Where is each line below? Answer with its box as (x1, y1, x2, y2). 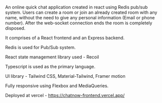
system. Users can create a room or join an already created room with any (5, 9, 158, 15)
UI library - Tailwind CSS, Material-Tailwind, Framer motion (5, 73, 126, 79)
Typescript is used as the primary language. (5, 64, 96, 69)
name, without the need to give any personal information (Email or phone (5, 15, 155, 20)
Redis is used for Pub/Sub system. (5, 45, 76, 50)
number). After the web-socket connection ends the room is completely (5, 20, 153, 26)
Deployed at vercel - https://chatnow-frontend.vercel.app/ (5, 93, 125, 98)
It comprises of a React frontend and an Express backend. (5, 35, 125, 41)
